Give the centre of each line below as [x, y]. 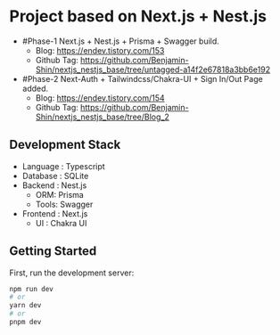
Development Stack [65, 145]
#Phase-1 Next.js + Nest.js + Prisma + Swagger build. [121, 41]
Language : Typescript [63, 166]
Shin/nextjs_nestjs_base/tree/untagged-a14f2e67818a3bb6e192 [152, 69]
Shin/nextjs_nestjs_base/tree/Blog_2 [102, 117]
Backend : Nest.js [54, 185]
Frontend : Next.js [55, 213]
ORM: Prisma [60, 194]
